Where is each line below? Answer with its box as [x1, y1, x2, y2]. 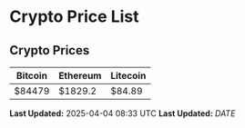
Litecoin [110, 70, 147, 82]
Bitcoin [15, 70, 48, 82]
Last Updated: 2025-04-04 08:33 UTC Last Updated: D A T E [9, 108, 236, 119]
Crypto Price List [9, 6, 139, 27]
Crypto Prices [9, 43, 90, 58]
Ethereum [58, 70, 102, 82]
